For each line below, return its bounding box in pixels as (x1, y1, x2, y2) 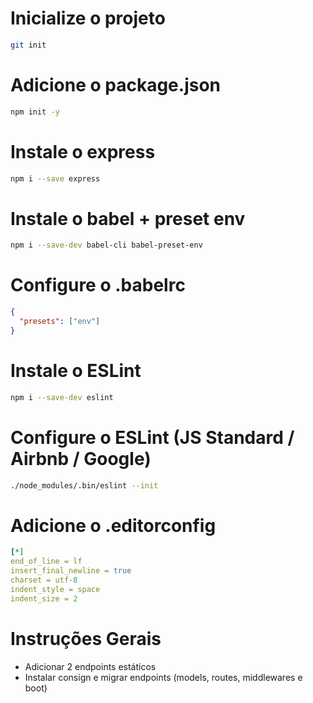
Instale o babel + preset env (10, 207, 246, 230)
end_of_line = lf (10, 557, 83, 567)
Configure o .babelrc (10, 274, 186, 297)
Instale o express (10, 140, 156, 163)
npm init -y (10, 107, 60, 117)
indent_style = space (10, 584, 101, 594)
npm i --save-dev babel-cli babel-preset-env (10, 240, 203, 251)
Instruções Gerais (10, 627, 162, 650)
